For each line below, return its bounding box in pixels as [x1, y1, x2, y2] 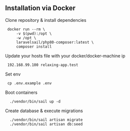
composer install [16, 44, 52, 49]
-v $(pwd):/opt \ [16, 31, 52, 36]
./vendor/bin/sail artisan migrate [9, 117, 83, 122]
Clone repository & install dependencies [5, 17, 87, 23]
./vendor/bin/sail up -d [9, 99, 61, 104]
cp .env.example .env [7, 80, 52, 86]
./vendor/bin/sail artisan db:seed [9, 122, 83, 127]
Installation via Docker [5, 4, 76, 12]
